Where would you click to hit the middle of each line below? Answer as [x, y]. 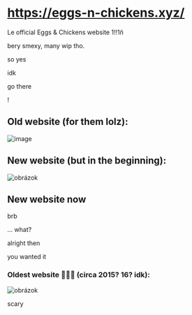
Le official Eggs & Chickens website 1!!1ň [66, 32]
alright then [24, 243]
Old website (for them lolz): [68, 122]
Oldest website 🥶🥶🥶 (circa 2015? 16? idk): [79, 275]
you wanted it [27, 257]
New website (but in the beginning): [87, 161]
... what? [20, 230]
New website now [47, 199]
